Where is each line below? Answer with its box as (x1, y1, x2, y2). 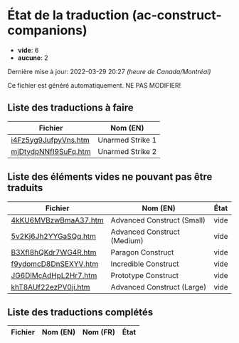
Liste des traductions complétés (7, 306, 154, 318)
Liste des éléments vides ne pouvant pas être (7, 171, 213, 183)
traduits (7, 182, 43, 194)
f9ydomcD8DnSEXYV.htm (11, 259, 99, 269)
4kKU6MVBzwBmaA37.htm (11, 215, 105, 225)
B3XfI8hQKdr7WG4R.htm (11, 247, 97, 257)
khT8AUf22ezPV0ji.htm (11, 282, 90, 292)
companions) (7, 22, 87, 39)
